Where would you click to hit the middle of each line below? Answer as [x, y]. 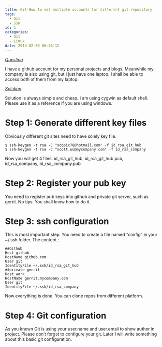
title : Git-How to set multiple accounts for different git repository [79, 9]
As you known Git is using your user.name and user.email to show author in [80, 329]
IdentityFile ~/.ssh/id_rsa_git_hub [42, 266]
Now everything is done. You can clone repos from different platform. [74, 296]
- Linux [17, 41]
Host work [15, 274]
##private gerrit [22, 270]
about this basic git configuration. [38, 339]
